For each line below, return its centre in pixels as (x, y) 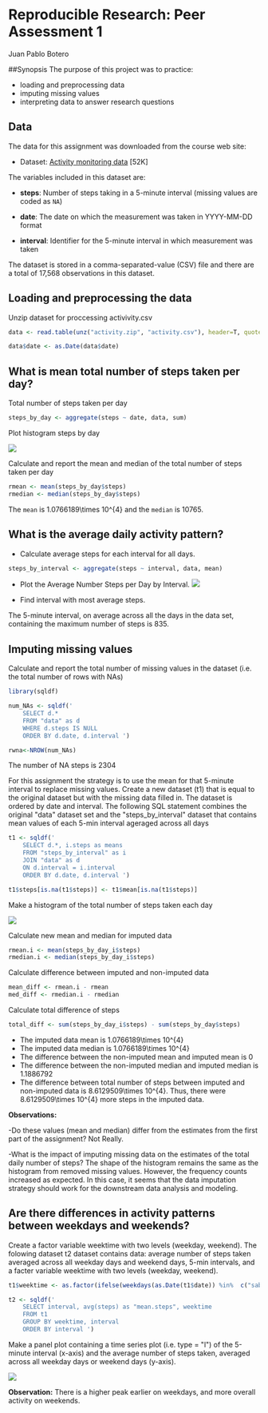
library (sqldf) (33, 692)
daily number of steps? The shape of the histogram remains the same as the (134, 1162)
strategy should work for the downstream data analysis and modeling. (123, 1188)
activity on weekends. (44, 1400)
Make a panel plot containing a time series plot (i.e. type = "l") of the (121, 1344)
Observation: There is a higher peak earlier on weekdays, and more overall (132, 1391)
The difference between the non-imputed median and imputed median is (139, 1065)
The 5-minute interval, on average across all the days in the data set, (121, 615)
